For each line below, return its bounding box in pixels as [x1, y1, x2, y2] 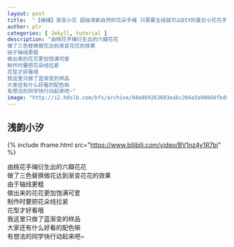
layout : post [7, 10, 45, 17]
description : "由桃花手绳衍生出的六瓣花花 [7, 36, 118, 43]
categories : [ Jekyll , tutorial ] [7, 29, 108, 37]
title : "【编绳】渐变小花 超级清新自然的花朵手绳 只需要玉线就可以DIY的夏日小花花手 [7, 17, 228, 24]
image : [7, 95, 26, 102]
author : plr [7, 23, 42, 30]
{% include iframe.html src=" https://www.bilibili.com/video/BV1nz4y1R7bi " [7, 141, 221, 149]
